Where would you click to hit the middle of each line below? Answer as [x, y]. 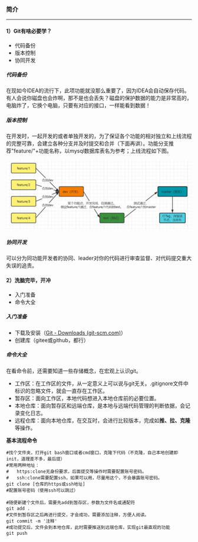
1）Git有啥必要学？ [29, 31]
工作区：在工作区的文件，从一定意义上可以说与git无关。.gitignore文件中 [101, 383]
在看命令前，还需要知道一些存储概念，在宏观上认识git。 [74, 370]
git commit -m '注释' [32, 521]
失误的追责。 [22, 266]
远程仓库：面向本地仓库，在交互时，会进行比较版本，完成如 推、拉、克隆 [102, 420]
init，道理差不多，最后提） [36, 459]
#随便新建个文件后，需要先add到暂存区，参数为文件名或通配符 [71, 502]
